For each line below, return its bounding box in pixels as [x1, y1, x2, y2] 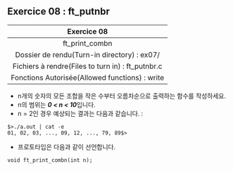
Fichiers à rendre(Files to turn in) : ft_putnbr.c [13, 61, 163, 71]
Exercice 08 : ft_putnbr [7, 6, 111, 18]
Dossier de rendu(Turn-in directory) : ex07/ [15, 49, 160, 59]
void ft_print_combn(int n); [7, 156, 93, 164]
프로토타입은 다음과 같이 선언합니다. [17, 142, 116, 151]
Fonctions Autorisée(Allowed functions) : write [11, 72, 165, 82]
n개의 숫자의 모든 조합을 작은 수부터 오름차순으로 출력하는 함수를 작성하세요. [17, 91, 227, 100]
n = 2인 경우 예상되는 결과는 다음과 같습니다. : [17, 109, 144, 118]
